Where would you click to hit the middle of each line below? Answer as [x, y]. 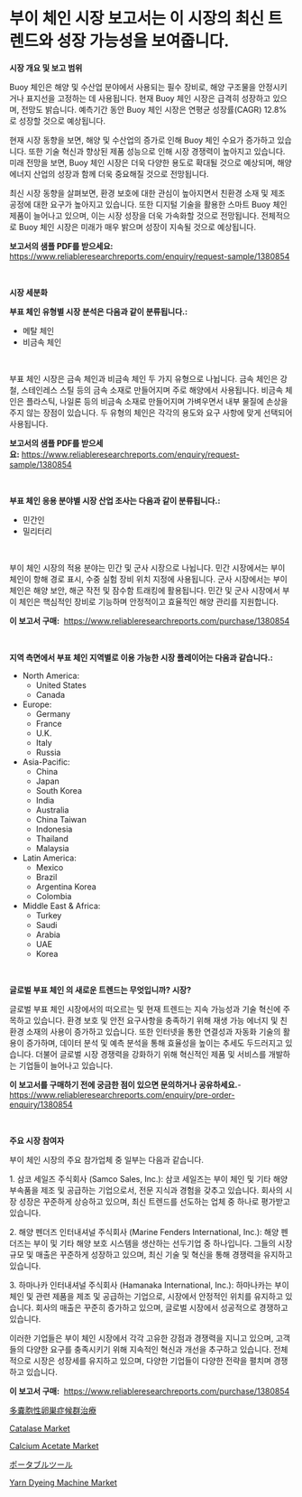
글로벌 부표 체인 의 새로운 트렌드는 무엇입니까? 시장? [101, 990]
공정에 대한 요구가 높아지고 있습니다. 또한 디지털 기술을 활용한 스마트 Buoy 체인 [148, 204]
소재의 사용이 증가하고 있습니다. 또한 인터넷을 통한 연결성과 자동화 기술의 [153, 1031]
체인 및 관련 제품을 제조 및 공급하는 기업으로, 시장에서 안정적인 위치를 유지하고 [146, 1296]
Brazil [46, 877]
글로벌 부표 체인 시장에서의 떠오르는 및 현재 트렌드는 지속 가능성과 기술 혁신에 [145, 1009]
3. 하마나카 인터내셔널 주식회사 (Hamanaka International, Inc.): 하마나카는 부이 [150, 1285]
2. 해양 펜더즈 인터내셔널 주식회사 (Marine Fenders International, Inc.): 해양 [144, 1232]
